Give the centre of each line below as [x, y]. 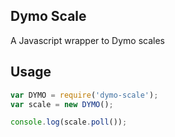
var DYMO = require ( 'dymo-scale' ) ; [84, 95]
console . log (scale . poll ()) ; [69, 122]
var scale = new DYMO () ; [62, 104]
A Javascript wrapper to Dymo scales [87, 40]
